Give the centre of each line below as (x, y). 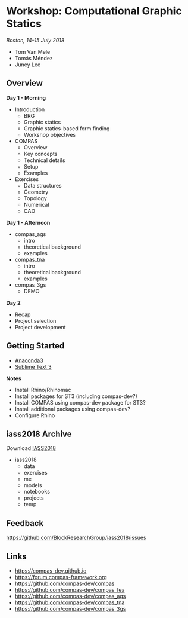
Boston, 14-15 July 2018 (35, 40)
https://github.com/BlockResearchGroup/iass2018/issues (76, 538)
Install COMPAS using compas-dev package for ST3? (80, 402)
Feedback (25, 523)
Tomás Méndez (34, 58)
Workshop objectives (50, 134)
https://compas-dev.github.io (51, 571)
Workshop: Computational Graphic (94, 11)
